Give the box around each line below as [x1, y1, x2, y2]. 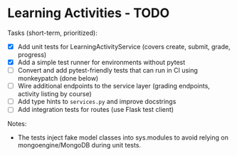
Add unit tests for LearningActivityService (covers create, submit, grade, [17, 42, 231, 51]
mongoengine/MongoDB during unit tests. [17, 141, 141, 150]
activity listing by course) [17, 90, 93, 98]
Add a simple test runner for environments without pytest [17, 58, 186, 66]
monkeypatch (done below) [17, 74, 99, 83]
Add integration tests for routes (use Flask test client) [17, 105, 174, 114]
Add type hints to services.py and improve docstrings [17, 98, 177, 106]
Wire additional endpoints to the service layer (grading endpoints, [17, 82, 210, 90]
